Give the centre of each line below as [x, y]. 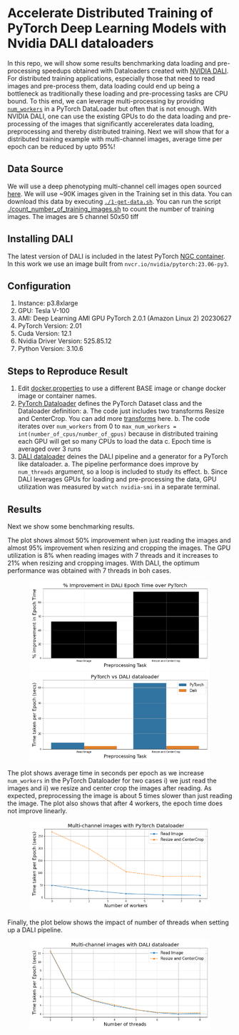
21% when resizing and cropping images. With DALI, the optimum [103, 563]
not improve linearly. [37, 811]
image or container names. [57, 396]
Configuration [39, 286]
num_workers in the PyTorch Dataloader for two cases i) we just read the [112, 781]
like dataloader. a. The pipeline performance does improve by [108, 464]
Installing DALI [40, 239]
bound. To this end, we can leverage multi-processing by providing [106, 101]
